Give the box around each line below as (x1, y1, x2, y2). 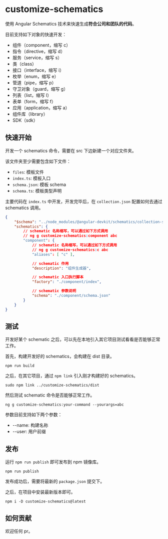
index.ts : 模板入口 (12, 175, 51, 181)
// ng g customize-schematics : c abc (31, 247, 108, 252)
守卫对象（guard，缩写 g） (12, 86, 68, 92)
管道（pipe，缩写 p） (12, 79, 56, 86)
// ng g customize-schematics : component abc (23, 233, 117, 239)
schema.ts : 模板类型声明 (12, 188, 62, 194)
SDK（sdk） (12, 117, 38, 123)
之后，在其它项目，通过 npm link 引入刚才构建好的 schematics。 (5, 373, 138, 379)
